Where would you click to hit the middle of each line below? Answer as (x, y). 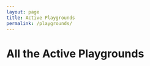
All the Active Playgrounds (75, 53)
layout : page (23, 12)
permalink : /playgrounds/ (39, 23)
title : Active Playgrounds (41, 18)
